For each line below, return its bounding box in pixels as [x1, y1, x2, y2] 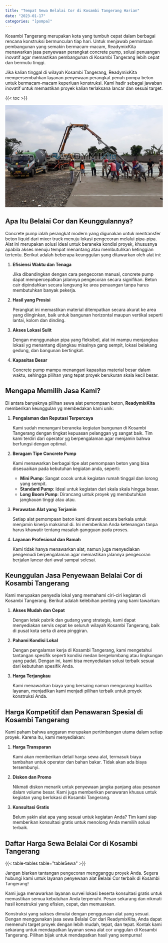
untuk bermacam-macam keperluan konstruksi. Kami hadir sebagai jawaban [5, 80, 162, 86]
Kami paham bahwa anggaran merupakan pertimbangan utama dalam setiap [5, 729, 163, 735]
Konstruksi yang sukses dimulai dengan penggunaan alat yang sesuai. [5, 911, 150, 917]
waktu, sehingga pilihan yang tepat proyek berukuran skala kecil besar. [12, 372, 159, 378]
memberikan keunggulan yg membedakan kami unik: [5, 405, 114, 411]
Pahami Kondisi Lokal [12, 638, 58, 644]
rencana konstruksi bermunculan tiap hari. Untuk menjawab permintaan [5, 38, 153, 45]
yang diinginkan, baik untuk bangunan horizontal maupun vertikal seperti [12, 311, 163, 318]
